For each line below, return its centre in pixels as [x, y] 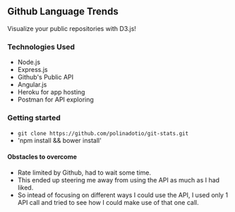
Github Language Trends [63, 12]
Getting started [34, 118]
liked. [25, 187]
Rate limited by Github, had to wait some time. [84, 173]
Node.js [29, 62]
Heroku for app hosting [51, 92]
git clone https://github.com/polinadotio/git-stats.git [103, 134]
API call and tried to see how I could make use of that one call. [108, 202]
